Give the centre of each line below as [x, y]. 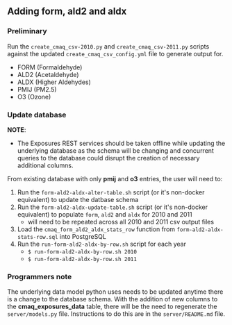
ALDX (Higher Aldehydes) [54, 82]
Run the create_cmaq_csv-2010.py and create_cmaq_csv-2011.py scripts [108, 46]
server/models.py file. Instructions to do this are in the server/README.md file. [116, 314]
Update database [37, 115]
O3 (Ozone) [34, 97]
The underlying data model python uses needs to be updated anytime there [115, 292]
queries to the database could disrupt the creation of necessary [108, 158]
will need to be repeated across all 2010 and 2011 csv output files [121, 222]
